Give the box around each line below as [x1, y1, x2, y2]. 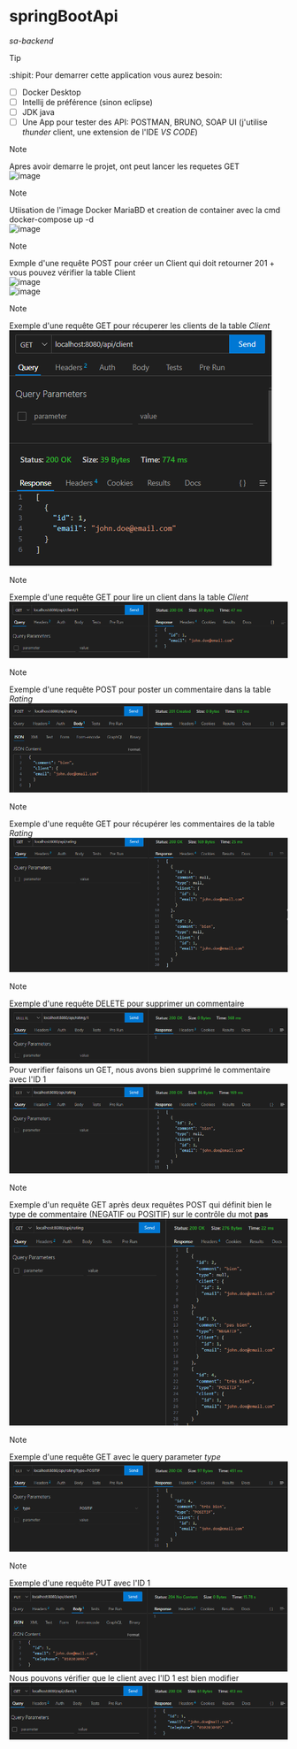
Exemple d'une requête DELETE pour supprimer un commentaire [9, 998, 245, 1009]
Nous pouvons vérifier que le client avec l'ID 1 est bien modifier [9, 1673, 240, 1684]
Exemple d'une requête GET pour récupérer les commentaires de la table [9, 818, 276, 829]
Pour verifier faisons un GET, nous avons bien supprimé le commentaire [9, 1064, 271, 1076]
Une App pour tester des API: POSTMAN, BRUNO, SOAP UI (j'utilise [21, 117, 268, 127]
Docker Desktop [21, 87, 81, 97]
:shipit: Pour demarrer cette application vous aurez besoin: [9, 69, 223, 81]
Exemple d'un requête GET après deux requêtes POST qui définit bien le [9, 1200, 272, 1210]
